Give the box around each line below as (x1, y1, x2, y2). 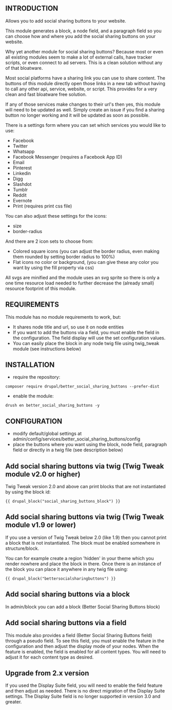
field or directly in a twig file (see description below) (12, 447, 123, 453)
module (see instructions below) (12, 346, 81, 352)
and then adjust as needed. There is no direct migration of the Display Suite (5, 688, 165, 694)
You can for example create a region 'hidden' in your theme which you (5, 555, 154, 561)
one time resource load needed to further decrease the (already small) (5, 280, 155, 286)
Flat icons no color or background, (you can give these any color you (12, 259, 159, 265)
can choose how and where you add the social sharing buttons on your (5, 33, 156, 39)
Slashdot (12, 181, 32, 187)
